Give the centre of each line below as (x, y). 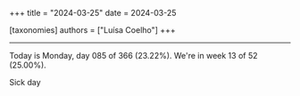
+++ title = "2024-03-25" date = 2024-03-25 (93, 13)
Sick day (25, 82)
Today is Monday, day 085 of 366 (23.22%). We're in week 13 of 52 (133, 56)
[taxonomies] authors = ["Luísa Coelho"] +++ (92, 30)
